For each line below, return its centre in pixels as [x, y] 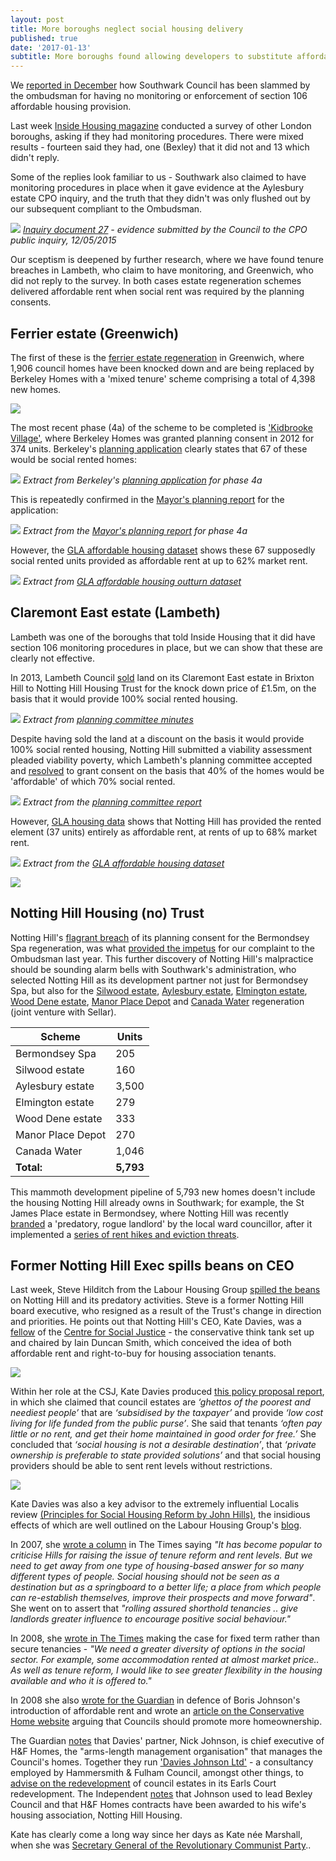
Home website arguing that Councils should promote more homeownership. [166, 1722]
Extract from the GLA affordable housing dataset [123, 863]
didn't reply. [35, 158]
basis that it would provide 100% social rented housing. [124, 698]
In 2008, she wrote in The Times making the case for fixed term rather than [165, 1638]
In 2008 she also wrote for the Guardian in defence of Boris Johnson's [155, 1700]
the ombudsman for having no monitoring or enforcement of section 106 [159, 96]
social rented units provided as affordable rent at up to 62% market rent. [159, 560]
